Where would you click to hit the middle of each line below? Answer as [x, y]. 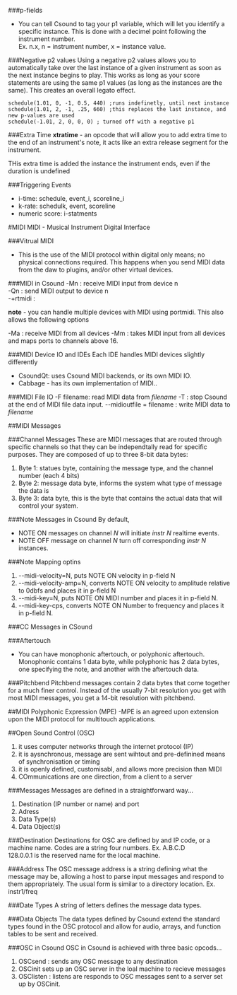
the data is [34, 490]
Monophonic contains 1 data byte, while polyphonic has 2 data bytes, [119, 662]
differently [23, 362]
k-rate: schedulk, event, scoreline [67, 206]
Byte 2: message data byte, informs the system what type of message [120, 483]
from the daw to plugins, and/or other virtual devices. [96, 269]
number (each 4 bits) [49, 476]
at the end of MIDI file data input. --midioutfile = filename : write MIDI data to [119, 405]
